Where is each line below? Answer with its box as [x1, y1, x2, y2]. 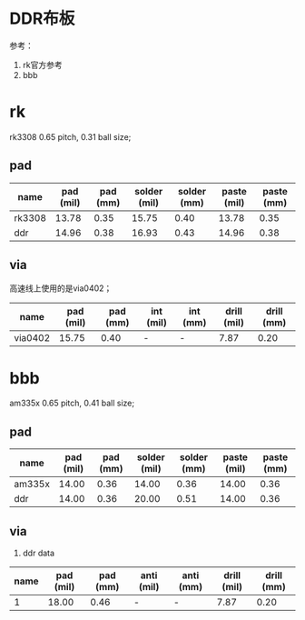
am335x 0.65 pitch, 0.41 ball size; [9, 397, 134, 409]
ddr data [22, 547, 55, 559]
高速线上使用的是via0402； [9, 283, 113, 294]
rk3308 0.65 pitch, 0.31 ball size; [9, 131, 132, 142]
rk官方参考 [22, 59, 63, 70]
